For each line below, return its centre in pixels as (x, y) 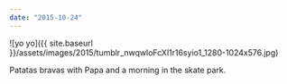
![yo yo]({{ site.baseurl (51, 43)
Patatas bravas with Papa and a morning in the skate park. (118, 70)
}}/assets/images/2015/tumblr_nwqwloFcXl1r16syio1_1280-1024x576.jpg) (144, 52)
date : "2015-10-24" (46, 17)
